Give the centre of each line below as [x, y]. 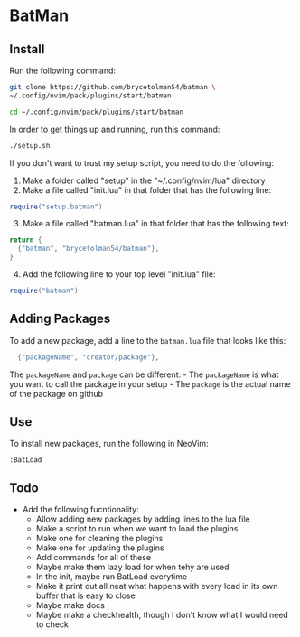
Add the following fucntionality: [80, 510]
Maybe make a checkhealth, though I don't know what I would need [162, 615]
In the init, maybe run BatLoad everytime [112, 577]
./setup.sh [30, 145]
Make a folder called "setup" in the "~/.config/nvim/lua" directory [144, 180]
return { [26, 240]
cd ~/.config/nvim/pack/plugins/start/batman [96, 112]
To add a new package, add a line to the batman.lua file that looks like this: [148, 340]
